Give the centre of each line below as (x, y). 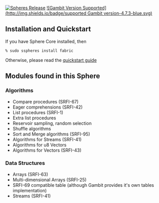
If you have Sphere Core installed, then (46, 41)
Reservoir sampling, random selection (52, 123)
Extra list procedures (34, 118)
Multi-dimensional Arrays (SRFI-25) (50, 180)
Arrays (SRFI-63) (30, 174)
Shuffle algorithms (32, 128)
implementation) (30, 190)
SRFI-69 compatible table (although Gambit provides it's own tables (83, 185)
